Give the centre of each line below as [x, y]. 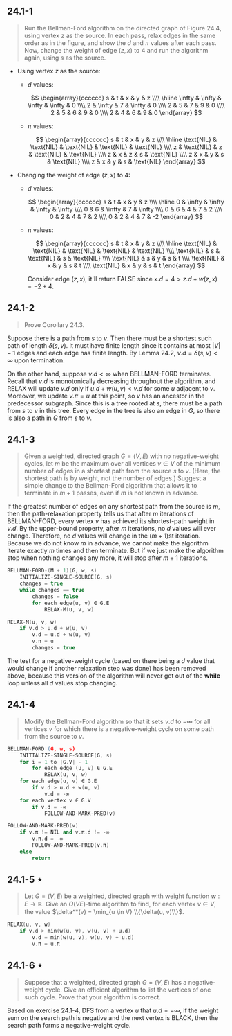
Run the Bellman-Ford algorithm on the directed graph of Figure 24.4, [123, 28]
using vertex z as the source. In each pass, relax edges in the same [120, 35]
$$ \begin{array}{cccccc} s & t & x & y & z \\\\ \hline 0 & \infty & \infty [126, 202]
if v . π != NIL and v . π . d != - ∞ [65, 832]
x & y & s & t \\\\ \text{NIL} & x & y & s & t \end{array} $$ [126, 265]
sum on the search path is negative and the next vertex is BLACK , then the [113, 1017]
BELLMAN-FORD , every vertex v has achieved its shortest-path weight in [111, 521]
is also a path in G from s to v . [49, 418]
